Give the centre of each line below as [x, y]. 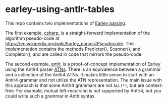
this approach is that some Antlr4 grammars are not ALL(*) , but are [75, 85]
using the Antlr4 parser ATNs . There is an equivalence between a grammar [83, 69]
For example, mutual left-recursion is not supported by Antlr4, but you [89, 90]
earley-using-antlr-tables [60, 9]
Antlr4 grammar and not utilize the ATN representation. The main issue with [84, 80]
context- [154, 85]
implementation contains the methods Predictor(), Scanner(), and [73, 49]
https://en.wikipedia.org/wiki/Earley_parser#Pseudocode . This [70, 43]
